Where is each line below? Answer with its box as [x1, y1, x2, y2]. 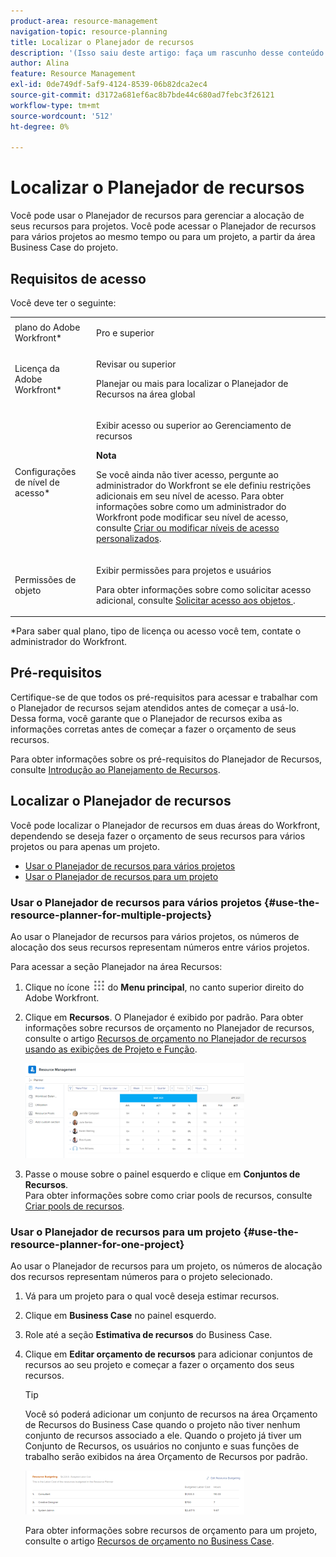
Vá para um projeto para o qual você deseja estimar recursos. [24, 1290, 280, 1302]
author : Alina [10, 58, 70, 69]
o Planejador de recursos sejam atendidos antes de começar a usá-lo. [10, 701, 300, 714]
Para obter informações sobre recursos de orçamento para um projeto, [24, 1525, 318, 1537]
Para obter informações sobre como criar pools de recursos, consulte [24, 1189, 313, 1201]
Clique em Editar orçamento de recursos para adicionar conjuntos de [24, 1348, 313, 1360]
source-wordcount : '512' [10, 111, 114, 121]
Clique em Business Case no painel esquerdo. [24, 1310, 217, 1322]
